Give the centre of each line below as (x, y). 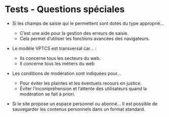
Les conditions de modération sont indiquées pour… (66, 73)
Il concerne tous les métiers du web (57, 63)
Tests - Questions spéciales (65, 9)
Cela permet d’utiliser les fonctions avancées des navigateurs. (85, 38)
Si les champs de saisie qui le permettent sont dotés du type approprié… (88, 23)
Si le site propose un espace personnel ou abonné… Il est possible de (85, 104)
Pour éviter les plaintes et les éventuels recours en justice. (80, 83)
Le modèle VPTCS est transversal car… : (54, 48)
